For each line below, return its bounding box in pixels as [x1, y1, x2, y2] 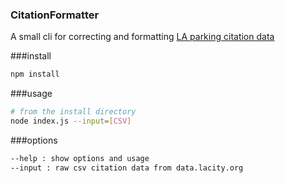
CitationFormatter [10, 8, 100, 22]
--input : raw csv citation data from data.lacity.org [10, 163, 244, 173]
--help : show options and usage [10, 153, 150, 163]
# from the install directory [10, 107, 137, 117]
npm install [10, 69, 60, 80]
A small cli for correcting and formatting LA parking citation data [10, 31, 275, 43]
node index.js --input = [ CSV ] [10, 116, 132, 127]
